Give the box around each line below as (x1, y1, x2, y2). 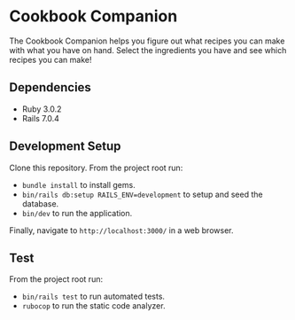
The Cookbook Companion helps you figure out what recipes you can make (9, 35, 285, 46)
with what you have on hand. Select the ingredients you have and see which (9, 44, 287, 55)
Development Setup (9, 139, 121, 154)
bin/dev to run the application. (21, 207, 133, 218)
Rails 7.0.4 (21, 113, 60, 123)
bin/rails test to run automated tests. (21, 291, 166, 302)
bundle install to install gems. (21, 179, 136, 190)
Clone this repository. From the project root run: (9, 162, 183, 173)
